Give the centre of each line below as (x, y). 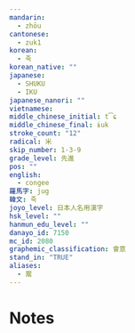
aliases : (25, 266)
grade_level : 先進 (42, 158)
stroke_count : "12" (45, 134)
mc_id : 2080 (31, 241)
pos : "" (24, 166)
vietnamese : (31, 109)
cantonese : (29, 34)
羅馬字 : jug (29, 191)
